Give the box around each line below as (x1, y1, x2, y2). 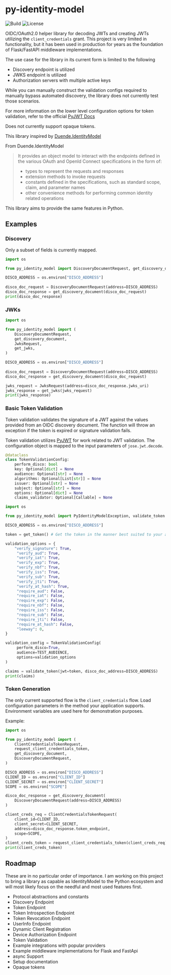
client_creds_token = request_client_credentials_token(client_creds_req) (5, 840, 167, 845)
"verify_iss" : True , (16, 570, 60, 575)
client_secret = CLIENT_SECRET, (14, 821, 79, 827)
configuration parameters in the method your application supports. (5, 703, 145, 709)
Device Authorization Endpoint (12, 931, 77, 937)
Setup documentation (12, 958, 59, 965)
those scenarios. (5, 98, 41, 104)
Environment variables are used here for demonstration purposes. (5, 708, 144, 714)
